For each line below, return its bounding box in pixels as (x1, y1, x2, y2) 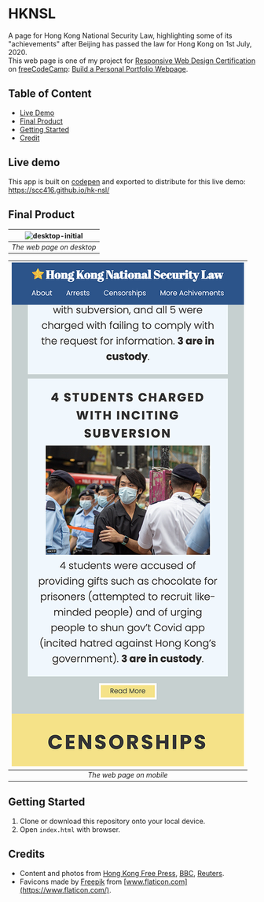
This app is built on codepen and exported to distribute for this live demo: (8, 176, 246, 186)
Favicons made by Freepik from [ (19, 877, 127, 886)
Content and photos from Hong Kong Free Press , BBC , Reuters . (19, 868, 225, 878)
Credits (8, 848, 46, 861)
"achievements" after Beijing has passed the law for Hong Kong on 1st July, (8, 39, 252, 48)
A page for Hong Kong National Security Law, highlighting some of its (8, 31, 233, 40)
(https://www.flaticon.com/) (19, 885, 110, 894)
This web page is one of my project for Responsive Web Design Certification (8, 56, 256, 65)
